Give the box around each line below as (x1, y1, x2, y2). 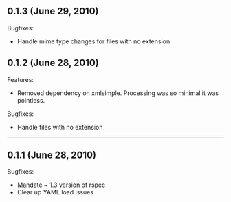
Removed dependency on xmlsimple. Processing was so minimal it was (16, 89, 219, 97)
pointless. (16, 96, 45, 104)
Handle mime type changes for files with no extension (16, 37, 170, 46)
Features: (7, 75, 34, 83)
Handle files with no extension (16, 123, 103, 131)
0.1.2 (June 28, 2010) (7, 57, 100, 69)
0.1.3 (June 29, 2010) (7, 6, 99, 17)
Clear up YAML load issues (16, 188, 94, 196)
